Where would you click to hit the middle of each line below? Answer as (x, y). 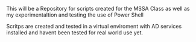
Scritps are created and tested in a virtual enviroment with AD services (94, 26)
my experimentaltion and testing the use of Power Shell (75, 15)
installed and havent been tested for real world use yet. (75, 33)
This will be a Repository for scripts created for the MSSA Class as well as (98, 9)
